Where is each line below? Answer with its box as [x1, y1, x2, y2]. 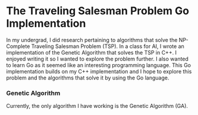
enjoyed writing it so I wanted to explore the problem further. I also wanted [6, 55, 189, 62]
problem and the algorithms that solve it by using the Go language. [6, 74, 169, 81]
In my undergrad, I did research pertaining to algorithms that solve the [6, 36, 178, 43]
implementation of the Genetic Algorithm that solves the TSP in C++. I [6, 49, 177, 56]
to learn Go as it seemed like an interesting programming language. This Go [6, 61, 191, 69]
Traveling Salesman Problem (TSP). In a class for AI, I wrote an [31, 43, 184, 50]
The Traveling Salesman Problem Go [6, 4, 189, 18]
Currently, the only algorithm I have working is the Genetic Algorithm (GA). [6, 103, 188, 110]
